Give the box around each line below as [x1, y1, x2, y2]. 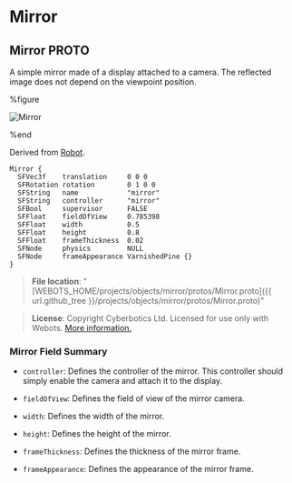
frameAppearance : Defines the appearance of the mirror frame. [22, 464, 254, 475]
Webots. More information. [31, 323, 132, 333]
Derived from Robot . [9, 147, 85, 157]
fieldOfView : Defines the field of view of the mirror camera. [22, 393, 245, 404]
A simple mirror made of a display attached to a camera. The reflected [9, 66, 272, 77]
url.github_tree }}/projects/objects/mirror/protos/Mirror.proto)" [31, 296, 265, 306]
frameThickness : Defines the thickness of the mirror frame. [22, 446, 241, 457]
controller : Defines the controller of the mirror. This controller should [22, 366, 284, 377]
